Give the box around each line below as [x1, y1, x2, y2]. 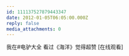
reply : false [6, 20, 40, 26]
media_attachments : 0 [6, 26, 61, 32]
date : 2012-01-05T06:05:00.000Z [6, 15, 88, 21]
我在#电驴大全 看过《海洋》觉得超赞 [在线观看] [6, 43, 124, 51]
